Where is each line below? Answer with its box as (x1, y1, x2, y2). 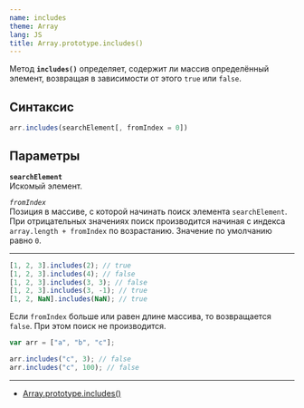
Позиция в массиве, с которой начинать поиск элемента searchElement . (9, 206, 288, 217)
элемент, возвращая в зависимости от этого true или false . (9, 73, 242, 84)
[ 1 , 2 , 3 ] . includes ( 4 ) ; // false (9, 269, 136, 278)
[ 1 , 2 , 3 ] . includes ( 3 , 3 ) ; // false (9, 277, 147, 287)
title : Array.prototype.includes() (9, 38, 144, 48)
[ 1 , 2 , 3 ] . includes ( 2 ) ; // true (9, 260, 131, 270)
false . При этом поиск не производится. (9, 321, 166, 332)
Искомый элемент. (9, 180, 83, 191)
